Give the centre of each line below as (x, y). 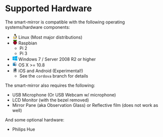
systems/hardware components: (38, 27)
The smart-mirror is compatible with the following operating (65, 22)
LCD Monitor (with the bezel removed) (51, 100)
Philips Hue (23, 129)
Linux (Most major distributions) (51, 37)
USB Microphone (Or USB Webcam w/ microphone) (64, 95)
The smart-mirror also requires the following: (50, 85)
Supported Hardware (49, 9)
